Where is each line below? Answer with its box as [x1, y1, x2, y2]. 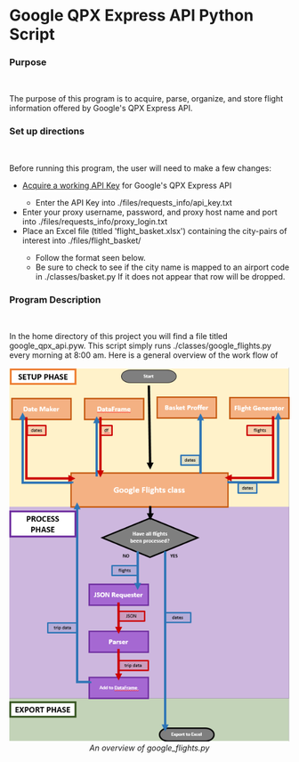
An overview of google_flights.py [89, 742, 210, 753]
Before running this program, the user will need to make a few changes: [9, 162, 271, 174]
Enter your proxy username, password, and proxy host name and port [21, 207, 278, 217]
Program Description [9, 293, 101, 305]
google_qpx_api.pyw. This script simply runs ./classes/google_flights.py [9, 340, 271, 352]
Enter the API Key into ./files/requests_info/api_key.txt [35, 197, 233, 207]
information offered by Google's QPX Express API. [9, 103, 193, 114]
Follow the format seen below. [35, 252, 146, 263]
